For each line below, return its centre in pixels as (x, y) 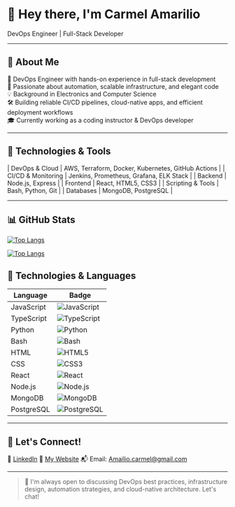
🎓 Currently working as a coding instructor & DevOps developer (100, 120)
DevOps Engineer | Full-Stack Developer (65, 34)
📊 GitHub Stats (41, 220)
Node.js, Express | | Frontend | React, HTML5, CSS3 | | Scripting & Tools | (113, 183)
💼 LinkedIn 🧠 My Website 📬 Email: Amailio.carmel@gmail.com (97, 459)
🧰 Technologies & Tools (59, 151)
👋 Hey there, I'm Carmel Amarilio (104, 14)
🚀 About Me (33, 62)
